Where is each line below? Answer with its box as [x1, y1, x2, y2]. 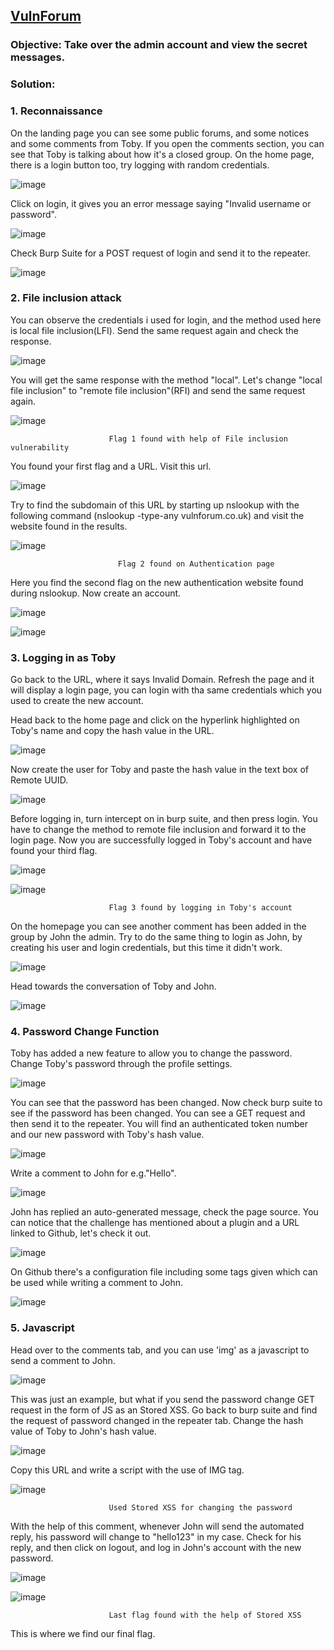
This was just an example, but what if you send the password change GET [10, 1393, 316, 1405]
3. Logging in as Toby [10, 650, 117, 664]
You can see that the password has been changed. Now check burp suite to [10, 1097, 323, 1109]
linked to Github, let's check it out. [10, 1227, 152, 1239]
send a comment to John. [10, 1354, 116, 1366]
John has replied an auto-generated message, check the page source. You [10, 1206, 319, 1218]
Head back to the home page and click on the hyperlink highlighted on [10, 714, 300, 726]
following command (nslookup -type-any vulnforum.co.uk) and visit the [10, 509, 305, 521]
